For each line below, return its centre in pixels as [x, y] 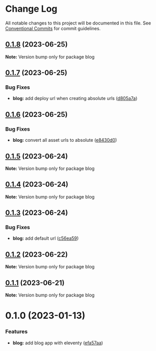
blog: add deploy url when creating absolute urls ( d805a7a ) [75, 98]
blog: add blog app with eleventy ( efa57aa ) [58, 343]
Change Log [31, 9]
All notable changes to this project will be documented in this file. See [78, 23]
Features [17, 332]
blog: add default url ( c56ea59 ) [45, 238]
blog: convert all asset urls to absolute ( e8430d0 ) [65, 140]
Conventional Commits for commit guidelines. [53, 28]
